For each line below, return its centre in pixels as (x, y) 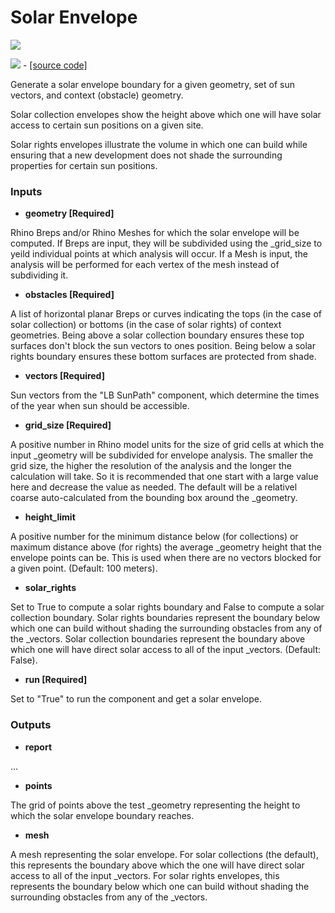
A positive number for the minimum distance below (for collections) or (154, 537)
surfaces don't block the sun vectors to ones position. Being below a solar (163, 346)
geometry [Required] (69, 213)
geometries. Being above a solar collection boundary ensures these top (157, 335)
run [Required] (56, 680)
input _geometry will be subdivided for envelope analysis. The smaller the (162, 455)
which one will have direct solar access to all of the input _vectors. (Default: (166, 650)
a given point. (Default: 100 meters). (84, 568)
